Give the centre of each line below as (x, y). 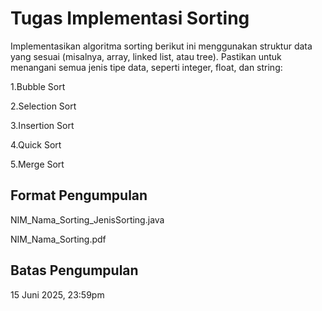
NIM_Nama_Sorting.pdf (58, 239)
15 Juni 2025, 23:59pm (57, 294)
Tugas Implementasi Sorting (130, 18)
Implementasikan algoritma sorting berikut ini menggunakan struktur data (161, 46)
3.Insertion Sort (42, 125)
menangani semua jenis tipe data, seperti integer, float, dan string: (146, 67)
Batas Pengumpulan (74, 270)
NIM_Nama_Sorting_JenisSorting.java (87, 219)
